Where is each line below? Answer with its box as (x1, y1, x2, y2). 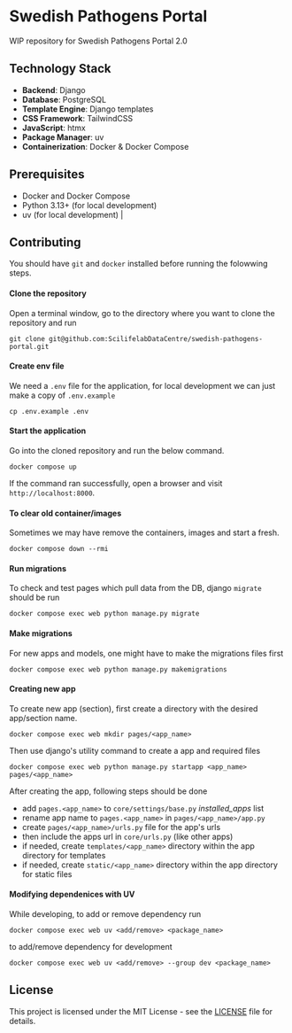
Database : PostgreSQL (21, 94, 107, 105)
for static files (21, 868, 73, 879)
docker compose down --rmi (9, 545, 109, 554)
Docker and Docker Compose (21, 190, 131, 201)
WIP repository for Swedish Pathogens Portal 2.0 (9, 35, 188, 46)
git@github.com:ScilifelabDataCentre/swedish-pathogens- (48, 334, 264, 343)
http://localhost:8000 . (9, 487, 96, 498)
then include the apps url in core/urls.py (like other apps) (21, 831, 234, 842)
